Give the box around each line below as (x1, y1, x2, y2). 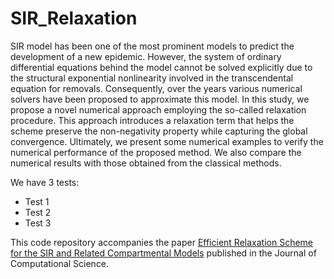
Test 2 (24, 206, 52, 218)
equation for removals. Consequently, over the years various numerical (10, 82, 303, 94)
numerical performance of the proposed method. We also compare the (10, 146, 302, 158)
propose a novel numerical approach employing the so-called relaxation (10, 103, 307, 116)
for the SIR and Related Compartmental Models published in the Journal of (10, 247, 317, 259)
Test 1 (24, 195, 50, 207)
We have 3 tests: (10, 176, 80, 188)
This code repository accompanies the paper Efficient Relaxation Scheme (10, 236, 313, 248)
